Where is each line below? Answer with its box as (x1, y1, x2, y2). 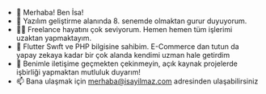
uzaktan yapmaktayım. (15, 33, 91, 43)
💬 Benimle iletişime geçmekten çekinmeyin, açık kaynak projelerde (15, 59, 239, 68)
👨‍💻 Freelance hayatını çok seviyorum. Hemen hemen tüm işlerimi (15, 25, 233, 34)
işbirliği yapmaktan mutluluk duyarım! (15, 67, 141, 76)
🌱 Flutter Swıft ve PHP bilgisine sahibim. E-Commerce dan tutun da (15, 42, 240, 51)
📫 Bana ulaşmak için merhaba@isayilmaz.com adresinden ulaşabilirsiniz (15, 76, 259, 86)
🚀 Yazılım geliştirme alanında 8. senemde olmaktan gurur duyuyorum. (15, 16, 247, 26)
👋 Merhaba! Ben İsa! (15, 8, 84, 17)
